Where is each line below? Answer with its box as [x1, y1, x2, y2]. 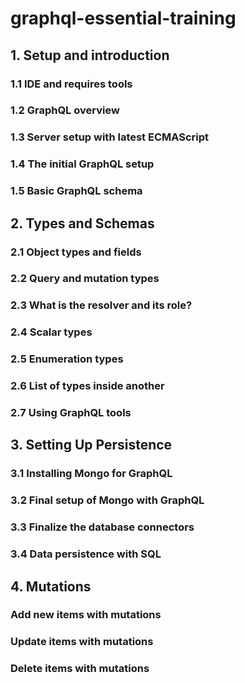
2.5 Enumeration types [10, 352, 124, 366]
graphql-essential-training [10, 7, 237, 30]
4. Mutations [10, 578, 92, 595]
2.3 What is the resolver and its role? [10, 298, 193, 312]
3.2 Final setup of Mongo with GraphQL [10, 493, 205, 507]
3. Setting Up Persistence [10, 437, 173, 454]
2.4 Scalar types [10, 325, 93, 339]
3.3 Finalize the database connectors [10, 520, 195, 534]
